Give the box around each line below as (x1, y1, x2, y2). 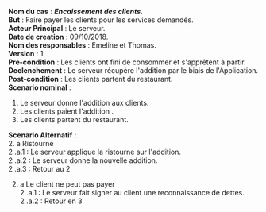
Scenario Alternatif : (8, 130, 77, 140)
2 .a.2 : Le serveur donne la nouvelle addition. (8, 156, 158, 165)
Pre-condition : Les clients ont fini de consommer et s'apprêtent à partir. (8, 57, 246, 67)
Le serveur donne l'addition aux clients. (19, 98, 149, 107)
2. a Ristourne (8, 139, 54, 148)
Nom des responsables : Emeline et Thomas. (8, 40, 156, 50)
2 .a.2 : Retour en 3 (19, 196, 83, 206)
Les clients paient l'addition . (19, 106, 114, 116)
